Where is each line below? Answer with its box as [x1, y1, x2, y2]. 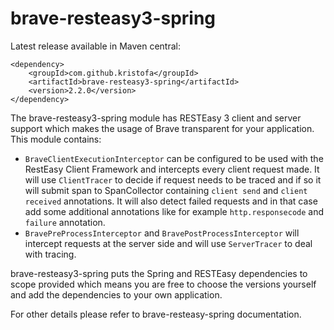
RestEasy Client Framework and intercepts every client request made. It [24, 163, 320, 175]
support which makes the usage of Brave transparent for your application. [10, 122, 315, 134]
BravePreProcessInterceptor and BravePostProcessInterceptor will [24, 227, 300, 239]
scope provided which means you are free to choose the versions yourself [10, 278, 317, 290]
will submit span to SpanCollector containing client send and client [24, 184, 308, 196]
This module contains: [10, 133, 102, 145]
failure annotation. [24, 216, 106, 228]
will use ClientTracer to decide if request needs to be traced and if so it [24, 173, 322, 186]
